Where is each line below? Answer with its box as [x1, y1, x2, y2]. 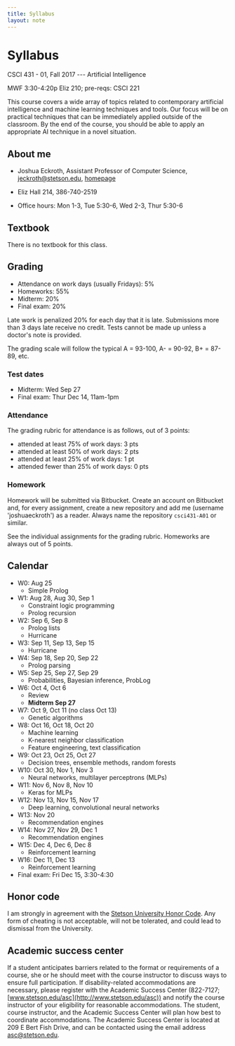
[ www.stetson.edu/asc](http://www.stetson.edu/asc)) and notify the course [7, 993, 225, 1002]
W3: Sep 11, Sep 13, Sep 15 [17, 638, 95, 647]
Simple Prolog [27, 586, 69, 595]
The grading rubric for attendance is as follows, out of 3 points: [7, 427, 190, 435]
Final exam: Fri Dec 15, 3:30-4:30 [17, 870, 114, 878]
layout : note [7, 17, 46, 24]
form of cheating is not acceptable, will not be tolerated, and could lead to [7, 916, 221, 926]
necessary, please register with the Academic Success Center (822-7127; [7, 986, 220, 995]
